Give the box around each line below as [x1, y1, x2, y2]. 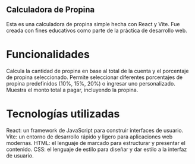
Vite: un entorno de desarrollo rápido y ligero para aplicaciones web [6, 133, 173, 140]
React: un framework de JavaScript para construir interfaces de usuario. [6, 127, 184, 134]
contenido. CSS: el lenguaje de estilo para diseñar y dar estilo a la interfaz [6, 146, 187, 153]
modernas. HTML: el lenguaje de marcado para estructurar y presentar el [6, 139, 185, 146]
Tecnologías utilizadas [6, 107, 120, 121]
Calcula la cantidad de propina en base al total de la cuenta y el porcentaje [6, 67, 189, 74]
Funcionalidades [6, 48, 90, 61]
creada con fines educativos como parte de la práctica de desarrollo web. [6, 27, 187, 34]
